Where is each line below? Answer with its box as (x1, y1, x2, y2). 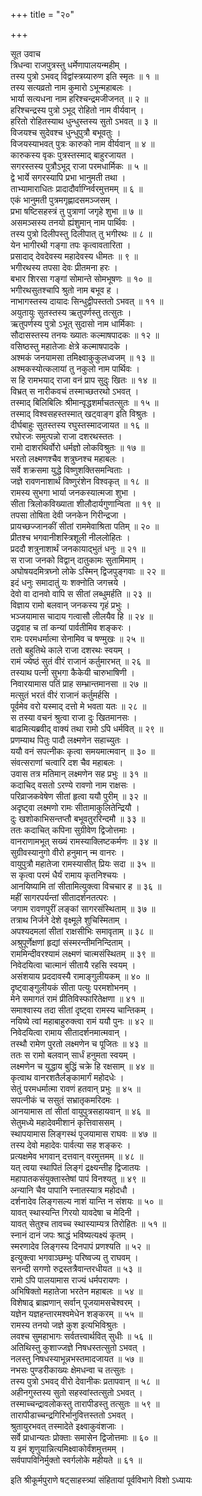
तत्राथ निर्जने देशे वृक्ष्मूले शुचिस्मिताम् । (10, 914, 128, 926)
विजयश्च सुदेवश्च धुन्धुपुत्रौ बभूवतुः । (10, 127, 122, 138)
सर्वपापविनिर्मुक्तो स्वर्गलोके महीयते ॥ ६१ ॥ (10, 1454, 143, 1466)
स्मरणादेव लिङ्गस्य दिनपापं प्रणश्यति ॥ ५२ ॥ (10, 1240, 150, 1252)
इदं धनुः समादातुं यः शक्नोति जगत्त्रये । (10, 577, 127, 588)
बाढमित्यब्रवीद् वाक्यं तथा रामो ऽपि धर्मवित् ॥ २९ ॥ (10, 723, 164, 734)
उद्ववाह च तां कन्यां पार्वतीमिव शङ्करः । (10, 622, 132, 633)
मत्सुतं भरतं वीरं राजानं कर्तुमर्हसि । (10, 689, 118, 701)
